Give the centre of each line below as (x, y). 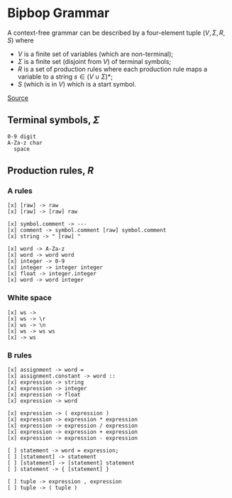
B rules (20, 355)
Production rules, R (51, 171)
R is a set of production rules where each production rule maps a (112, 69)
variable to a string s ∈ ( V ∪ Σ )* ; (65, 77)
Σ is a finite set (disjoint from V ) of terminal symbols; (94, 61)
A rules (20, 191)
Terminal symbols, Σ (54, 120)
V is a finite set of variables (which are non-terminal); (95, 54)
